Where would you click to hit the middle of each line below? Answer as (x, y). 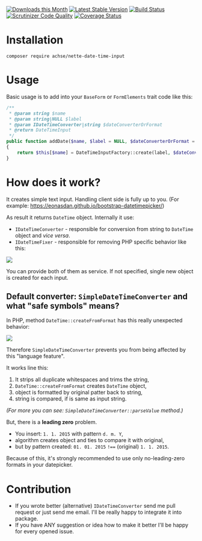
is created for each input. (37, 277)
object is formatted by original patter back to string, (79, 393)
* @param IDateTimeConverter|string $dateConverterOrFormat (86, 125)
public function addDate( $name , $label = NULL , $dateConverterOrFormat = (101, 142)
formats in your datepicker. (40, 465)
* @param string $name (37, 113)
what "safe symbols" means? (63, 305)
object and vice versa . (42, 235)
